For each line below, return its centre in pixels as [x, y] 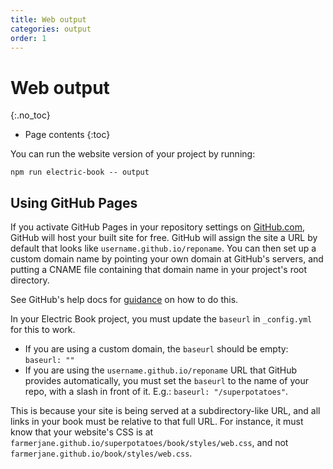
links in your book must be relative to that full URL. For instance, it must [157, 422]
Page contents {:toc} [67, 135]
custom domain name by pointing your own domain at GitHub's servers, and [167, 259]
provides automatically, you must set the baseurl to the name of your [167, 381]
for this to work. [43, 330]
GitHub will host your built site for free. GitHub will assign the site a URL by [164, 238]
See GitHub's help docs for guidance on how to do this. [124, 300]
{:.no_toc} [30, 115]
